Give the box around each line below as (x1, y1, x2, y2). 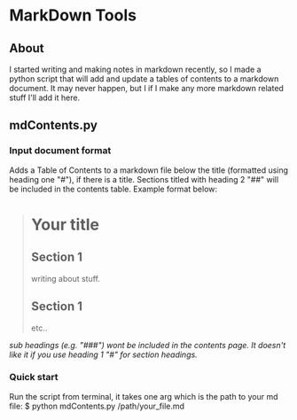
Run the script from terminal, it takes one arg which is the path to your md (9, 391, 278, 401)
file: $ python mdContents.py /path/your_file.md (9, 401, 184, 411)
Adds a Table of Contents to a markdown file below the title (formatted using (9, 165, 289, 175)
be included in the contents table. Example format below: (9, 183, 218, 194)
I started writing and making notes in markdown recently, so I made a (9, 64, 262, 74)
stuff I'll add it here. (9, 92, 81, 103)
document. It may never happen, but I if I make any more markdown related (9, 83, 284, 93)
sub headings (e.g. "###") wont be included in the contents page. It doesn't (9, 339, 286, 350)
